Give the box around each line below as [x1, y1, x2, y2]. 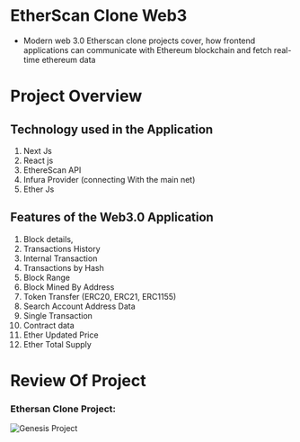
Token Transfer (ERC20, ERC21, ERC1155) [22, 291, 177, 302]
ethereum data [41, 54, 96, 65]
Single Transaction [22, 310, 93, 320]
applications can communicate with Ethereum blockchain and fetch [22, 44, 272, 55]
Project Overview [10, 86, 143, 106]
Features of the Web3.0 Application [10, 210, 214, 225]
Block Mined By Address [22, 281, 115, 293]
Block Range [22, 272, 71, 283]
